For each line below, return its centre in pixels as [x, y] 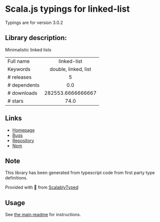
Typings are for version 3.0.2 [34, 22]
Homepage [23, 130]
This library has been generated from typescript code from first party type [80, 173]
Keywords [19, 69]
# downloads [23, 93]
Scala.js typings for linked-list [68, 9]
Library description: [36, 38]
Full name [19, 61]
